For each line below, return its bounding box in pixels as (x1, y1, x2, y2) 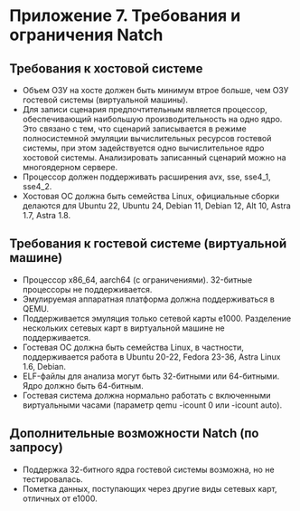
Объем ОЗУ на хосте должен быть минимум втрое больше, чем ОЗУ (22, 85, 289, 95)
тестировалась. (22, 473, 83, 485)
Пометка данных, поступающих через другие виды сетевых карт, (22, 483, 277, 494)
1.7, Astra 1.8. (22, 210, 70, 220)
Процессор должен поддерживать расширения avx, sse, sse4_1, (22, 171, 271, 182)
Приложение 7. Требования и (9, 5, 241, 26)
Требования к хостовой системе (9, 61, 203, 76)
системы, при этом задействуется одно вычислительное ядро (22, 142, 265, 153)
